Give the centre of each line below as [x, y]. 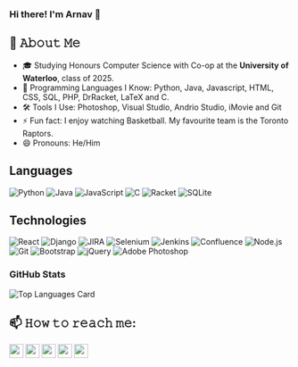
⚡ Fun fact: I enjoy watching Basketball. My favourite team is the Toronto [155, 121]
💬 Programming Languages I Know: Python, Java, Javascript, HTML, [148, 88]
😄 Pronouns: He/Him [61, 143]
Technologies [48, 220]
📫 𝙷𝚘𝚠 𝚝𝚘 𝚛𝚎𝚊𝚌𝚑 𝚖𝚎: [73, 324]
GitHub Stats [37, 274]
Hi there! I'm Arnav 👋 [55, 14]
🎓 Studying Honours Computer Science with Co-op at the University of [155, 65]
